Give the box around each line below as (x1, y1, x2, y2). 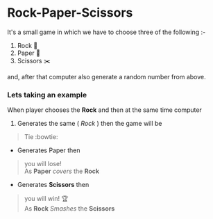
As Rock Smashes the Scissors (24, 204, 115, 213)
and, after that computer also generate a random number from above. (7, 72, 206, 81)
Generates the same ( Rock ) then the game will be (17, 120, 162, 128)
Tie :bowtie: (24, 133, 58, 141)
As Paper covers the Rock (24, 167, 99, 175)
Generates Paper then (17, 146, 80, 154)
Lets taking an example (7, 90, 87, 99)
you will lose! (24, 160, 62, 168)
